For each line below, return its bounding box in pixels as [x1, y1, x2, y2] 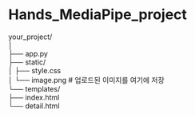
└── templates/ [8, 84, 61, 93]
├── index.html [8, 92, 60, 102]
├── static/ [8, 57, 46, 67]
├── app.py [8, 49, 48, 58]
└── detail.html [8, 101, 60, 111]
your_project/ [8, 32, 53, 41]
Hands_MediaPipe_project [8, 6, 188, 24]
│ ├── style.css [8, 65, 62, 75]
